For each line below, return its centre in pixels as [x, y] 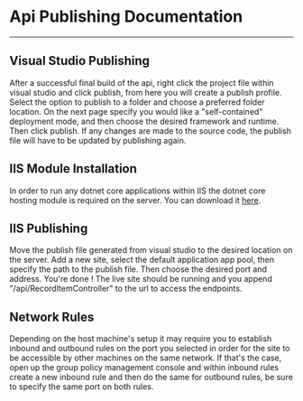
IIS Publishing [49, 228]
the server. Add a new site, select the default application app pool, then [142, 260]
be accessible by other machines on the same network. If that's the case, [146, 358]
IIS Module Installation [73, 169]
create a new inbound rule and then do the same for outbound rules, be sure [151, 378]
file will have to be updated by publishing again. [98, 140]
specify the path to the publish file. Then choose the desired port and [138, 269]
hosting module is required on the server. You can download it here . [135, 200]
